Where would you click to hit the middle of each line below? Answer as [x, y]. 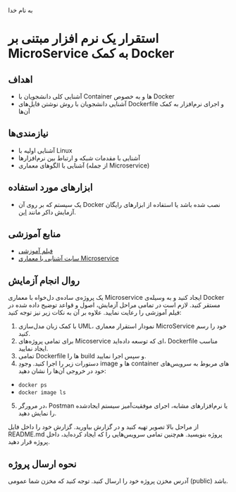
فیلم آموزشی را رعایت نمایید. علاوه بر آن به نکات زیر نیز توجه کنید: [95, 313]
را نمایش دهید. [37, 413]
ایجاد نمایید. [33, 348]
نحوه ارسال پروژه [42, 464]
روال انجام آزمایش [44, 280]
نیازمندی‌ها [28, 133]
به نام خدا [20, 10]
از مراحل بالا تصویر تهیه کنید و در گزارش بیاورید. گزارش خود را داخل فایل [104, 427]
